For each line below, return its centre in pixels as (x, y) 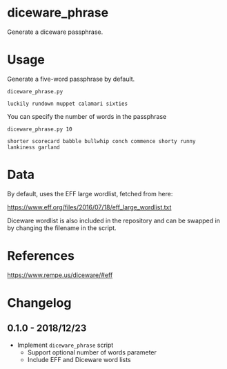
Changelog (39, 303)
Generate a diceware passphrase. (55, 32)
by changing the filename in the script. (62, 228)
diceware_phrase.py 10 (40, 129)
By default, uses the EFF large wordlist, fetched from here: (90, 193)
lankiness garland (33, 147)
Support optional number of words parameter (92, 352)
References (41, 256)
